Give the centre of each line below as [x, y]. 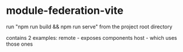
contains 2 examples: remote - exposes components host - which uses [91, 38]
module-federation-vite [65, 11]
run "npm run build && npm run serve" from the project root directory [89, 27]
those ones [20, 44]
